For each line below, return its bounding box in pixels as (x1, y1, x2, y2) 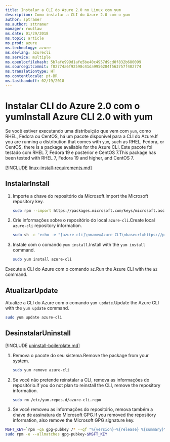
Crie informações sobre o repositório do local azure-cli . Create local (12, 217, 155, 224)
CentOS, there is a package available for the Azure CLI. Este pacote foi (5, 144, 153, 150)
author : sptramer (5, 17, 42, 22)
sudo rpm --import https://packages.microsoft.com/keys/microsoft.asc (12, 208, 165, 213)
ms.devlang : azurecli (5, 50, 51, 55)
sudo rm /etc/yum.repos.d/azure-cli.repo (12, 397, 101, 402)
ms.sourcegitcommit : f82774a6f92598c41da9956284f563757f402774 (5, 64, 142, 69)
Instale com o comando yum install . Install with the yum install (12, 242, 146, 248)
